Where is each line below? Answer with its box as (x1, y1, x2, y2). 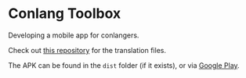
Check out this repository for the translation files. (8, 45, 167, 55)
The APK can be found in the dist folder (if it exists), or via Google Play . (8, 60, 241, 70)
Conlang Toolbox (8, 5, 121, 23)
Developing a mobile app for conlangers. (8, 30, 139, 40)
